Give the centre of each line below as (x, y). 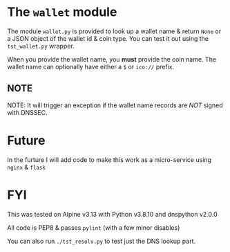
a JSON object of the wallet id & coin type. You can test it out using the (108, 38)
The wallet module (62, 12)
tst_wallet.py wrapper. (41, 46)
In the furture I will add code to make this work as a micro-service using (109, 159)
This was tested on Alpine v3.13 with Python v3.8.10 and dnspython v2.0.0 (112, 214)
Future (27, 140)
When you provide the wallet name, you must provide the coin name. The (112, 59)
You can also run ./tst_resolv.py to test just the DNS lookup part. (102, 241)
